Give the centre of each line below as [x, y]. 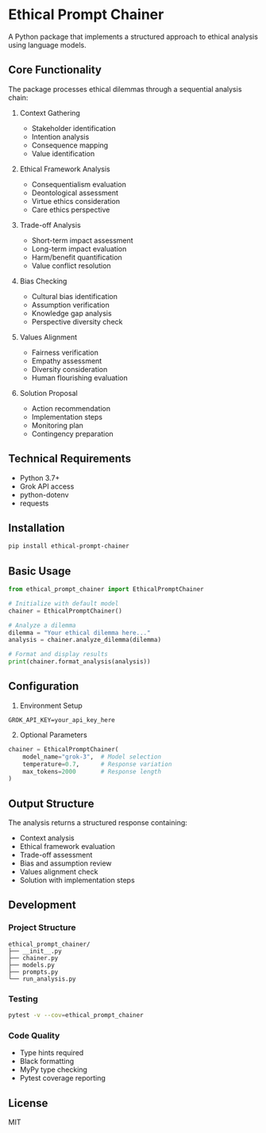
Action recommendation [71, 408]
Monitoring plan [57, 425]
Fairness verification [65, 352]
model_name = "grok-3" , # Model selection [92, 757]
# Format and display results [58, 655]
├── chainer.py [33, 958]
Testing [23, 999]
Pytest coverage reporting [62, 1078]
